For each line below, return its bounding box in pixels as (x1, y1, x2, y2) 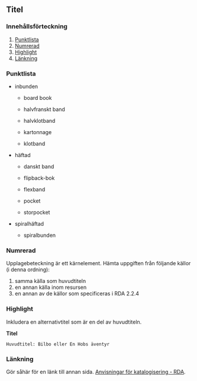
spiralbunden (23, 232, 56, 239)
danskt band (23, 162, 54, 170)
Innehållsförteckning (6, 22, 68, 31)
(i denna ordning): (6, 266, 50, 273)
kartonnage (23, 128, 52, 135)
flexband (23, 185, 46, 193)
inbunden (14, 83, 38, 90)
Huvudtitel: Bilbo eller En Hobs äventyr (6, 341, 110, 347)
